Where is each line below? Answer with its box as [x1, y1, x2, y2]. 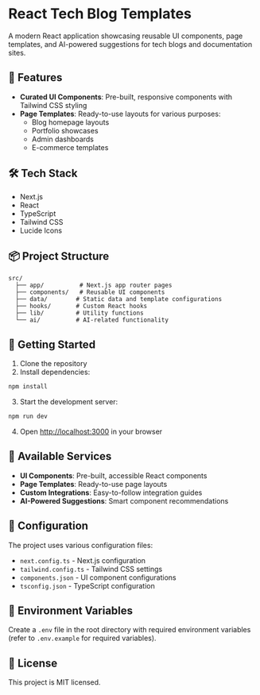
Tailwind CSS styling [19, 100, 87, 110]
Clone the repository [19, 359, 87, 369]
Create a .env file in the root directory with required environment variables [8, 625, 251, 635]
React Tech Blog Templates [8, 5, 192, 23]
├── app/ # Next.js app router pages [15, 281, 173, 290]
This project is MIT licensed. [8, 678, 101, 687]
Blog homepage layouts [31, 117, 110, 127]
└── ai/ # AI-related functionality [15, 316, 169, 324]
